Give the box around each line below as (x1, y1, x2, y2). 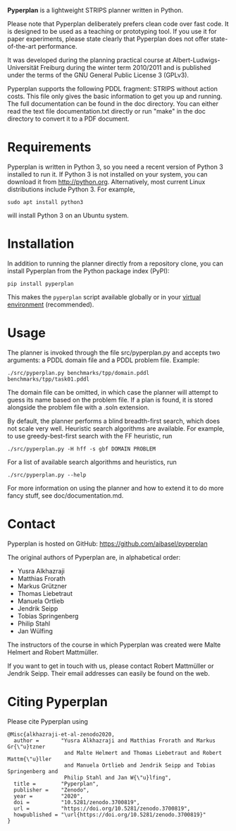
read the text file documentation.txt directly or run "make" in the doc (7, 107, 206, 115)
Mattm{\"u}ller (7, 755, 52, 763)
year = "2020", (13, 792, 83, 800)
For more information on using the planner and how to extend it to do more (7, 484, 224, 492)
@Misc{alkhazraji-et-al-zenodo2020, (7, 731, 115, 738)
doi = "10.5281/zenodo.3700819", (13, 799, 140, 806)
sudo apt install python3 (7, 198, 83, 205)
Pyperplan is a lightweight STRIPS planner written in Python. (7, 6, 184, 14)
